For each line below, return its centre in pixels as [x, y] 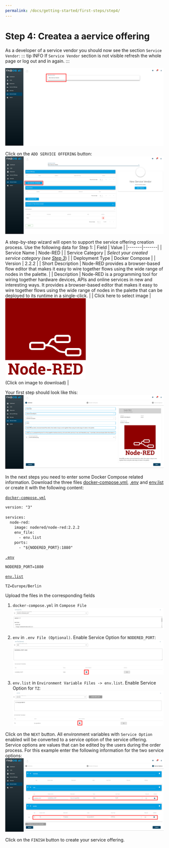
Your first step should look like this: [41, 392]
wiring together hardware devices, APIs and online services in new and [79, 279]
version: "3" [19, 507]
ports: [21, 542]
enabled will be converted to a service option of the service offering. [76, 740]
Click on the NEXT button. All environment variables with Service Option [79, 734]
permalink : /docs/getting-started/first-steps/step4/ [63, 11]
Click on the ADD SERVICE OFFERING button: [49, 153]
